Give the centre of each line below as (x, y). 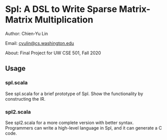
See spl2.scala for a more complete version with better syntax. (69, 123)
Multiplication (64, 20)
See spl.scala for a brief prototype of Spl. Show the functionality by (74, 94)
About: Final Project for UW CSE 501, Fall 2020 (53, 53)
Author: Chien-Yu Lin (27, 33)
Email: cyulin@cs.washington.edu (40, 43)
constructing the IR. (25, 99)
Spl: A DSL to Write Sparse (61, 9)
